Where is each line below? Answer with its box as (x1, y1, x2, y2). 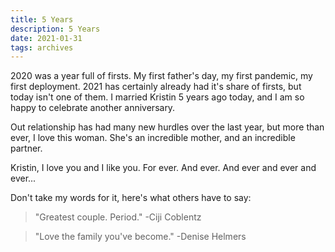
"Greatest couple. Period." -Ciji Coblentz (34, 211, 202, 223)
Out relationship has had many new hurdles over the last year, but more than (10, 121, 325, 133)
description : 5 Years (10, 24, 101, 34)
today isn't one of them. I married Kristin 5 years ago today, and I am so (10, 91, 305, 103)
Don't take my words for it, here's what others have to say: (10, 192, 252, 204)
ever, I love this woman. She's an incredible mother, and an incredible (10, 132, 296, 144)
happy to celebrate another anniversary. (10, 102, 176, 114)
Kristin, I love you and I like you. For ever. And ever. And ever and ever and (10, 162, 317, 174)
